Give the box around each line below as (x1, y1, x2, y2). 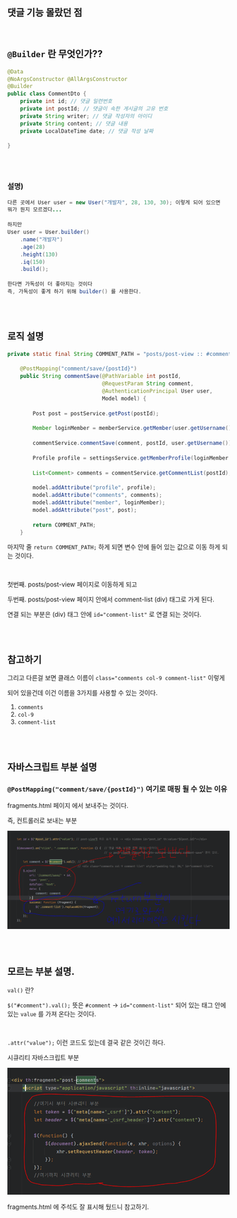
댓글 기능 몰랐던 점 (7, 6, 83, 19)
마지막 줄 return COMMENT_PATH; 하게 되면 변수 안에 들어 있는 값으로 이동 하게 (7, 542, 221, 551)
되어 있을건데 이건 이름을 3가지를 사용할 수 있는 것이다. (7, 689, 158, 697)
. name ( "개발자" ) (20, 235, 63, 243)
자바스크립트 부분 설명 (7, 761, 97, 773)
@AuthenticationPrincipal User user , (102, 388, 213, 395)
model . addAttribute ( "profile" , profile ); (32, 484, 157, 491)
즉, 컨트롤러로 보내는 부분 (7, 816, 78, 825)
